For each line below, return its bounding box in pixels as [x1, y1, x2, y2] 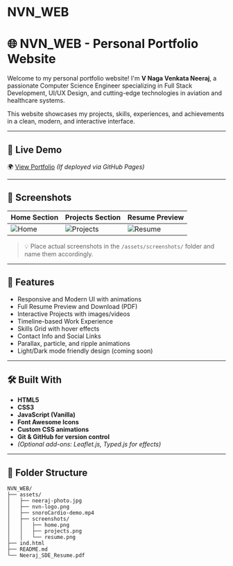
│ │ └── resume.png [7, 534, 76, 541]
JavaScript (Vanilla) [17, 410, 76, 419]
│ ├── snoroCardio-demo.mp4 [7, 510, 95, 517]
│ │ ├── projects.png [7, 528, 82, 535]
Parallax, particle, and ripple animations [17, 339, 130, 347]
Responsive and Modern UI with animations [17, 294, 142, 303]
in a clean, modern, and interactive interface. [7, 117, 135, 126]
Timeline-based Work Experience [17, 317, 113, 325]
